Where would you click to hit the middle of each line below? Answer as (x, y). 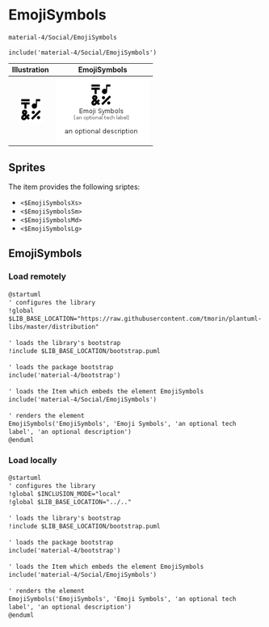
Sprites (27, 167)
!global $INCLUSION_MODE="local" (65, 494)
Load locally (33, 460)
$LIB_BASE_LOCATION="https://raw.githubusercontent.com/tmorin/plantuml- (135, 318)
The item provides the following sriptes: (74, 187)
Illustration (31, 69)
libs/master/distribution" (54, 326)
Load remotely (38, 276)
